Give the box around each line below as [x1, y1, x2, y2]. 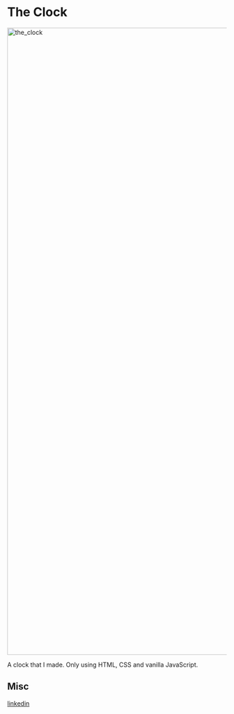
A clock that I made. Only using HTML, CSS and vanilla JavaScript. [7, 660, 198, 669]
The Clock [7, 4, 68, 20]
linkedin [7, 699, 30, 708]
